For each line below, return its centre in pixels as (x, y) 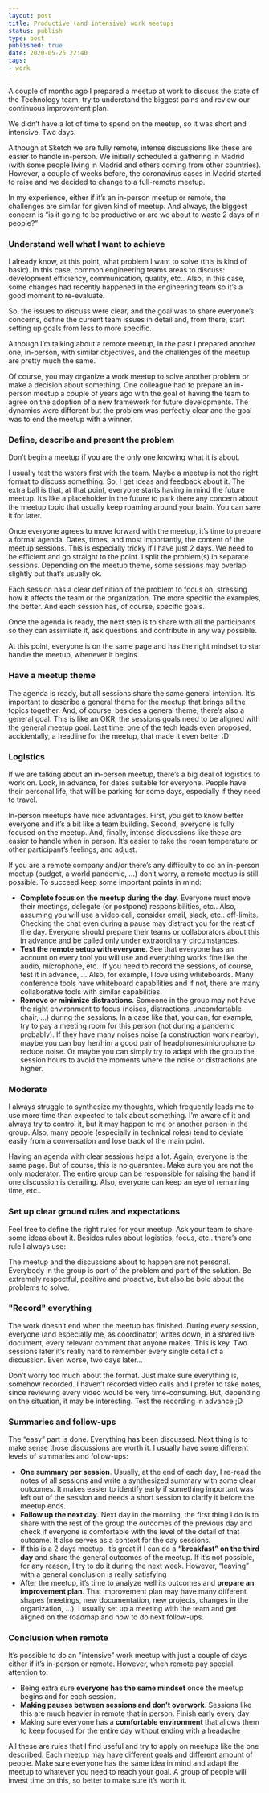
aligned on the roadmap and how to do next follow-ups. (112, 1617)
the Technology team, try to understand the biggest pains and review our (129, 99)
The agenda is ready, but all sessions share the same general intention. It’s (132, 693)
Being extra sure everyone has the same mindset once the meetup (132, 1688)
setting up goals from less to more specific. (80, 328)
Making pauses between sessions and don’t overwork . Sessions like (136, 1705)
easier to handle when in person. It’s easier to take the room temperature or (133, 841)
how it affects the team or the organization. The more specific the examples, (134, 598)
